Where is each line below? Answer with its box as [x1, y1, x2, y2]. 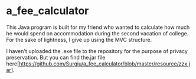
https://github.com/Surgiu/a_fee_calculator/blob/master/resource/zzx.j [18, 60, 191, 67]
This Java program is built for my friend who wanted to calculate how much [6, 24, 190, 31]
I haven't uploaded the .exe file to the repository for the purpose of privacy [6, 47, 188, 54]
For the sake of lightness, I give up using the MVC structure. [6, 36, 152, 43]
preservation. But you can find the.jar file [6, 54, 106, 61]
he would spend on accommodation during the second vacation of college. [6, 29, 189, 37]
